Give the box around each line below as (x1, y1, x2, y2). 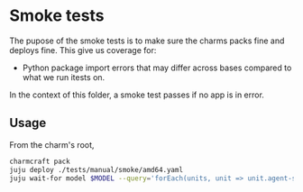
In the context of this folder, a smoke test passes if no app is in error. (9, 89, 264, 100)
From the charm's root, (9, 139, 95, 150)
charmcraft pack (9, 157, 70, 166)
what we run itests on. (22, 71, 106, 82)
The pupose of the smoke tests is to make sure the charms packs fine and (9, 35, 285, 46)
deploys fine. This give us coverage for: (9, 44, 157, 55)
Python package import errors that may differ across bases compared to (22, 62, 292, 73)
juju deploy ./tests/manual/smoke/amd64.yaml (9, 165, 183, 174)
